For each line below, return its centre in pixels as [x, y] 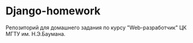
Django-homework [53, 11]
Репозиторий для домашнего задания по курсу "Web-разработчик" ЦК [96, 27]
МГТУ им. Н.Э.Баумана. [36, 33]
